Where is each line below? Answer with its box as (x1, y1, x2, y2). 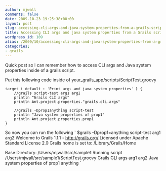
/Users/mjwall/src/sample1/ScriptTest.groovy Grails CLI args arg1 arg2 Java (5, 155, 159, 161)
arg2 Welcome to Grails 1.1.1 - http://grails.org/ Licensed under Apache (5, 135, 148, 140)
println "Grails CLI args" (14, 95, 70, 100)
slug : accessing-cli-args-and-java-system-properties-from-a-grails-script (5, 26, 165, 31)
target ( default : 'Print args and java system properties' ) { (5, 86, 142, 91)
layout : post (5, 21, 32, 26)
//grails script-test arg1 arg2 (14, 91, 81, 96)
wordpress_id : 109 (5, 35, 43, 40)
